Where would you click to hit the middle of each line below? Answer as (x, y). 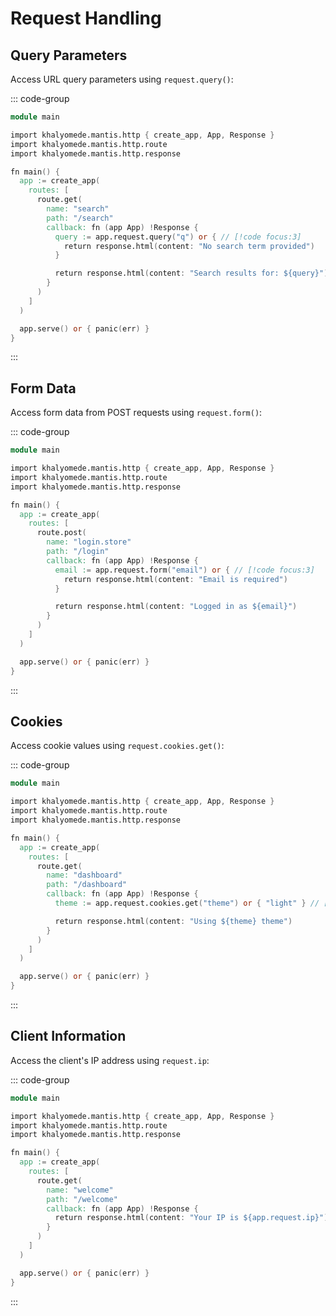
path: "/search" (80, 218)
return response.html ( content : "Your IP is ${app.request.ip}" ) (191, 1218)
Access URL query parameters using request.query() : (122, 79)
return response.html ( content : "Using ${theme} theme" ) (173, 921)
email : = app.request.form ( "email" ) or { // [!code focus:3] (184, 570)
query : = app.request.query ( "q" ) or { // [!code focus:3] (178, 237)
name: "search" (78, 209)
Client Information (68, 1036)
